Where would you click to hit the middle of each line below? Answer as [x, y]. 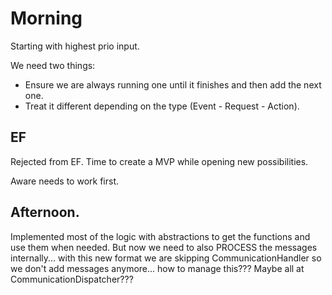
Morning [46, 18]
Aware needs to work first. [64, 181]
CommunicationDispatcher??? [72, 279]
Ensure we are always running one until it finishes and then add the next [173, 84]
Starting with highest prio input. [75, 46]
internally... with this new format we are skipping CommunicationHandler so [166, 258]
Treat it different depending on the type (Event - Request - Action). [162, 106]
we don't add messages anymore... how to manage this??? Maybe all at [157, 268]
